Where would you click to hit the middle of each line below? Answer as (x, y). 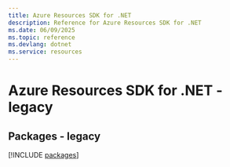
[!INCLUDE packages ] (44, 155)
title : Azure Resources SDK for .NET (70, 15)
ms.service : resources (45, 52)
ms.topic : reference (42, 37)
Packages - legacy (54, 136)
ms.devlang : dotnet (40, 45)
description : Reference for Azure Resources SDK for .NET (105, 23)
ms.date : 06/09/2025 (42, 30)
